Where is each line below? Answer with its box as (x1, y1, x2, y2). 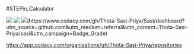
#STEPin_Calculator (6, 5, 55, 12)
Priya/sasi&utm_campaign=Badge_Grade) (6, 30, 108, 37)
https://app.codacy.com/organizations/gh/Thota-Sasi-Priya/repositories (6, 42, 182, 48)
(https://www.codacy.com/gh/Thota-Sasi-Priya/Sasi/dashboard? (26, 17, 185, 24)
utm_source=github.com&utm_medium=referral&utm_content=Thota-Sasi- (6, 24, 188, 30)
